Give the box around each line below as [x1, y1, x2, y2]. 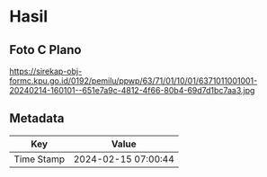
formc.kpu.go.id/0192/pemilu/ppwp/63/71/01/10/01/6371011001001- [9, 75, 258, 86]
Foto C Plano [9, 42, 82, 58]
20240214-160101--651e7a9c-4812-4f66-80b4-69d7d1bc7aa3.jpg [9, 85, 255, 95]
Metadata [9, 111, 65, 127]
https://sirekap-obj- [9, 66, 83, 76]
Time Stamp [13, 153, 66, 165]
